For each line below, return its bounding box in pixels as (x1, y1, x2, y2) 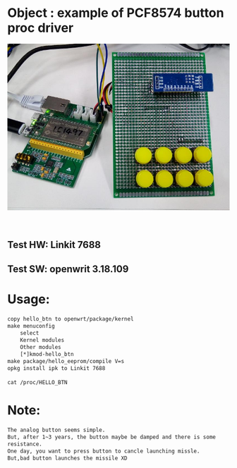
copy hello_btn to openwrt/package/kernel (7, 315, 134, 322)
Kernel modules (20, 336, 65, 343)
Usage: (7, 291, 51, 307)
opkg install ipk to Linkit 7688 (7, 364, 106, 371)
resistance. (7, 441, 42, 448)
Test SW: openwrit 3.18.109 (7, 263, 129, 275)
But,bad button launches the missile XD (7, 455, 128, 462)
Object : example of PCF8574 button (7, 5, 224, 21)
